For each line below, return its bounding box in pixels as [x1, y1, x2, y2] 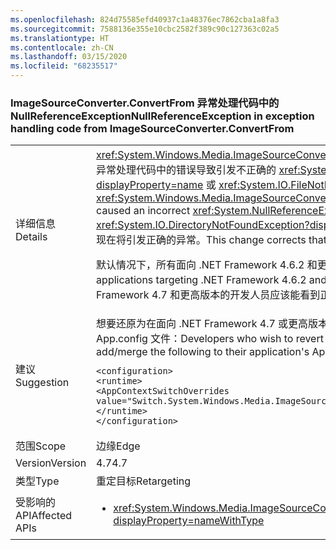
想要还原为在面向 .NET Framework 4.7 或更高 [96, 317, 309, 331]
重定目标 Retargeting [96, 474, 192, 488]
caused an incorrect [96, 204, 191, 218]
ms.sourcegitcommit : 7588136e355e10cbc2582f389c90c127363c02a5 [10, 24, 280, 34]
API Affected [15, 509, 73, 523]
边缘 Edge [96, 439, 141, 453]
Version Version [15, 456, 87, 470]
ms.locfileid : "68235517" [10, 61, 118, 71]
